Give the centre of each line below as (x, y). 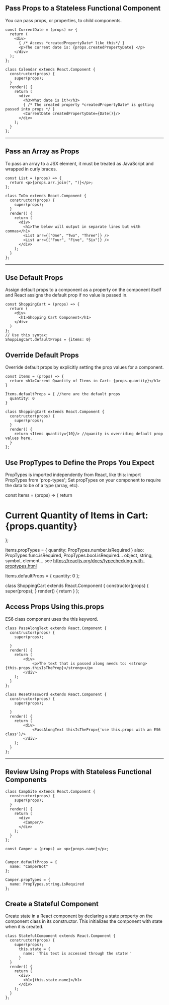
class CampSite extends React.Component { (50, 791)
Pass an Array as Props (42, 152)
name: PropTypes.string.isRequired (47, 884)
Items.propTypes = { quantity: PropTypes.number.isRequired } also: (75, 550)
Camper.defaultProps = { (31, 862)
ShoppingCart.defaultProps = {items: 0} (48, 340)
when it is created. (24, 927)
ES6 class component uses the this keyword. (52, 619)
